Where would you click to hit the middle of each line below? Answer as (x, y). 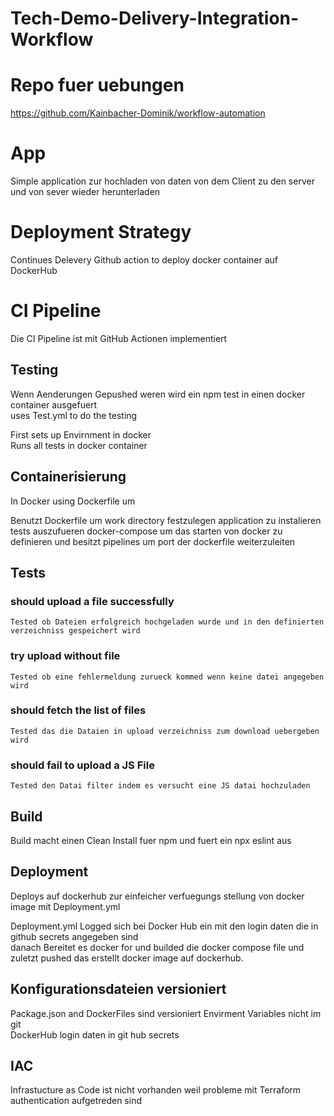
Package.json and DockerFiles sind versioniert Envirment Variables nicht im (166, 1013)
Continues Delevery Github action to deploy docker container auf (144, 260)
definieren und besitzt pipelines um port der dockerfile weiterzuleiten (153, 541)
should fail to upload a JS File (82, 765)
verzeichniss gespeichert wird (75, 631)
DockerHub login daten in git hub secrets (95, 1034)
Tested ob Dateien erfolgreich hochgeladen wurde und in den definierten (167, 622)
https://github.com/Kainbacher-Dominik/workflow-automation (138, 113)
